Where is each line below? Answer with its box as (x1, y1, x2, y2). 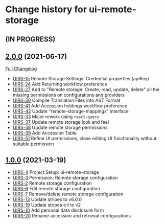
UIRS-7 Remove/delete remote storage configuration (12, 191, 124, 197)
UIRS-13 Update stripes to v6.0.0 (12, 196, 82, 203)
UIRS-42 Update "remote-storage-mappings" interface (12, 108, 129, 115)
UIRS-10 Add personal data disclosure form (12, 207, 104, 213)
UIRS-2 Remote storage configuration (12, 180, 92, 186)
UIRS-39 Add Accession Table (12, 130, 77, 136)
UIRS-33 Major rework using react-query (12, 114, 100, 120)
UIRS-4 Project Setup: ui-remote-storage (12, 169, 100, 175)
